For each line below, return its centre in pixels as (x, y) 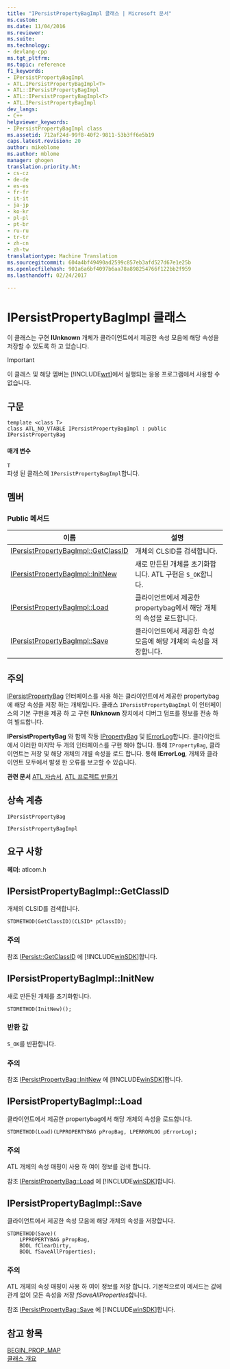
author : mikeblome (33, 148)
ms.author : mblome (33, 154)
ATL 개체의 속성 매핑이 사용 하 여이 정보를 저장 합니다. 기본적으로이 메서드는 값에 (115, 1287)
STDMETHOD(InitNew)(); (39, 1009)
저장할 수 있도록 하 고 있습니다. (48, 346)
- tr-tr (18, 237)
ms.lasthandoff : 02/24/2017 (47, 275)
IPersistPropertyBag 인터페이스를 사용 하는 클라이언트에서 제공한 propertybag (113, 696)
